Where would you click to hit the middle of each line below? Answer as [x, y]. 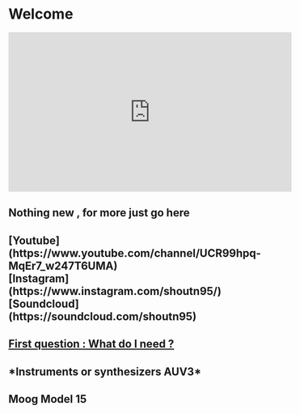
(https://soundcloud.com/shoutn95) [102, 316]
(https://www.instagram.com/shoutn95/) [115, 291]
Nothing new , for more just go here [99, 213]
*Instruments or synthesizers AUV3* [105, 371]
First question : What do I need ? [91, 344]
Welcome [41, 14]
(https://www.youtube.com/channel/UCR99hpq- [135, 253]
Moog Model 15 [48, 399]
